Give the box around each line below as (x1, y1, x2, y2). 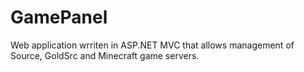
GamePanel (10, 6, 108, 29)
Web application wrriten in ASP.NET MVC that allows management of (10, 39, 295, 51)
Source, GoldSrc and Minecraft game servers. (10, 49, 200, 61)
